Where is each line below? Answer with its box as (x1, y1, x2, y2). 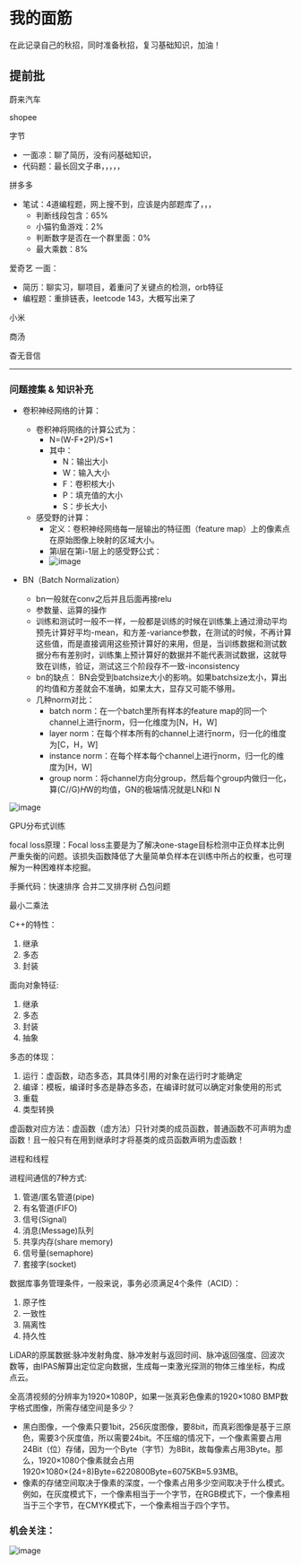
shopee (9, 111, 38, 122)
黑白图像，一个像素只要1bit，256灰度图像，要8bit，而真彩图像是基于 (21, 1422, 276, 1432)
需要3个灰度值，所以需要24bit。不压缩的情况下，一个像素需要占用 (38, 1432, 282, 1444)
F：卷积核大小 (62, 479, 115, 490)
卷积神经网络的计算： (21, 405, 101, 416)
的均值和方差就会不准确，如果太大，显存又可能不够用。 (35, 683, 240, 694)
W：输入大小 (62, 467, 110, 478)
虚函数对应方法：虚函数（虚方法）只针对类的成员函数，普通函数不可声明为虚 (9, 1123, 292, 1135)
